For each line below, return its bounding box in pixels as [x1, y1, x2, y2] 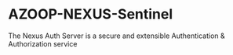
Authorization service [8, 39, 78, 48]
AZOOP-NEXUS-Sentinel [8, 5, 173, 23]
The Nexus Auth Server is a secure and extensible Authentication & [8, 31, 225, 40]
